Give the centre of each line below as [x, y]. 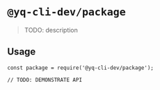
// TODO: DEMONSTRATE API [45, 80]
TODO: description [51, 30]
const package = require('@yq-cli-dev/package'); [81, 68]
